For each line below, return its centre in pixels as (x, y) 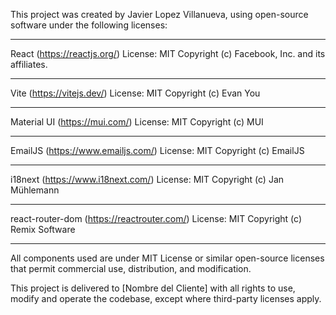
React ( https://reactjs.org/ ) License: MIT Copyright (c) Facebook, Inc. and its (168, 53)
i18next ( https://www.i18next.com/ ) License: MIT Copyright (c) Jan (147, 179)
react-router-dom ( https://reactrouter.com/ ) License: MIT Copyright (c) (156, 218)
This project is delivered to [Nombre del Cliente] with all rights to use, (153, 288)
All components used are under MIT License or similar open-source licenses (167, 258)
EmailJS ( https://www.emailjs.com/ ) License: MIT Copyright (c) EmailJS (157, 150)
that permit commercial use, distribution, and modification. (131, 268)
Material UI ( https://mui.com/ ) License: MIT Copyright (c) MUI (137, 122)
